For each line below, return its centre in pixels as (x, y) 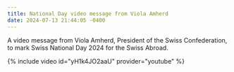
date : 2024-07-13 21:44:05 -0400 (56, 20)
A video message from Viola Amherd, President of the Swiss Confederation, (117, 40)
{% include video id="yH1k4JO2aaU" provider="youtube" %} (96, 61)
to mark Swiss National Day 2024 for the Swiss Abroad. (88, 48)
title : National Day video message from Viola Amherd (88, 14)
